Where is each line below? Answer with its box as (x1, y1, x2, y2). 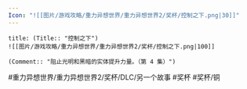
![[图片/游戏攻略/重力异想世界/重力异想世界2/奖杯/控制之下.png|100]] (8, 42, 216, 51)
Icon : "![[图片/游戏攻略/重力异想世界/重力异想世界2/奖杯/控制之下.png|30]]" (8, 11, 240, 20)
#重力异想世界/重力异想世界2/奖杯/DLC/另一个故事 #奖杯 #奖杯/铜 (8, 72, 221, 82)
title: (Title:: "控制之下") (8, 34, 99, 42)
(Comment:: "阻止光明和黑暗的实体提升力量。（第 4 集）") (8, 58, 176, 66)
